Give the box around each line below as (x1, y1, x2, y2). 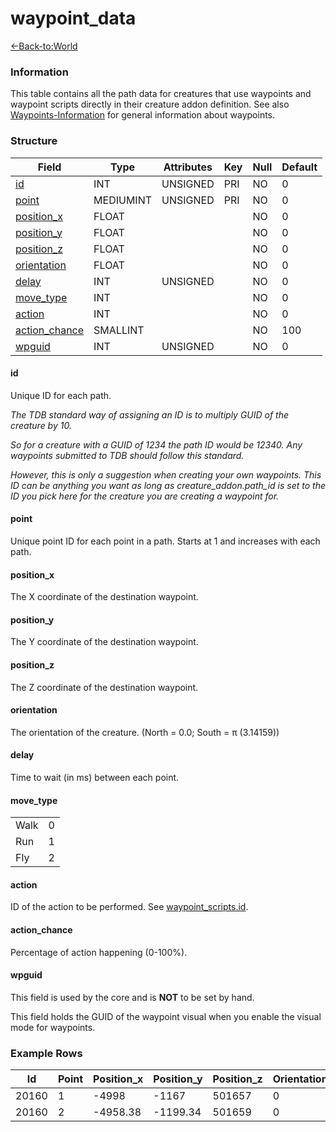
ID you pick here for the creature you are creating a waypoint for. (10, 490, 280, 502)
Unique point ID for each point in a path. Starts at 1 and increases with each (10, 535, 321, 547)
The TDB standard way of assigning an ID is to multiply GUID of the (10, 408, 290, 421)
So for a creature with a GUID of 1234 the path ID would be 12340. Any (10, 438, 303, 451)
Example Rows (10, 1046, 83, 1060)
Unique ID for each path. (10, 389, 112, 401)
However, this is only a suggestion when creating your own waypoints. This (10, 468, 322, 481)
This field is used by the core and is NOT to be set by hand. (10, 991, 255, 1003)
